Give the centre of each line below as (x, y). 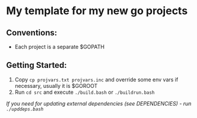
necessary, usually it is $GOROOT (56, 86)
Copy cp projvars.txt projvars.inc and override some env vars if (96, 79)
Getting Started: (36, 65)
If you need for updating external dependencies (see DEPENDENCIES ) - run (99, 103)
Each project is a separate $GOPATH (60, 47)
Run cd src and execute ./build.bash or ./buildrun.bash (85, 92)
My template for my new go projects (97, 11)
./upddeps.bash (25, 109)
